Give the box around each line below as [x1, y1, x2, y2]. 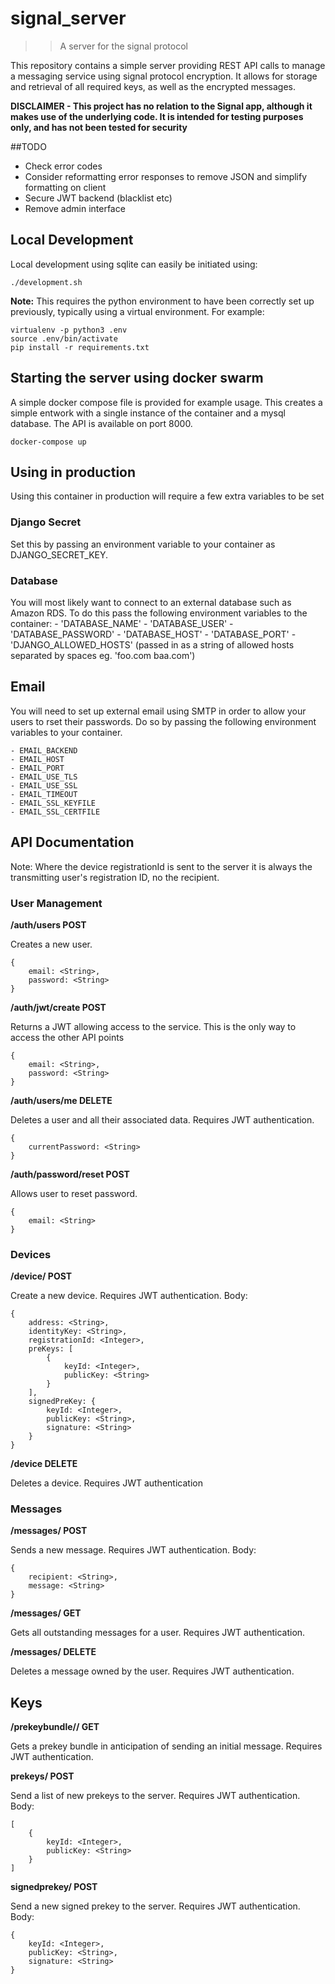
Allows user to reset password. [10, 1187, 138, 1199]
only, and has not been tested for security [10, 121, 188, 133]
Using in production [10, 463, 137, 481]
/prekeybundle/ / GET [10, 1721, 100, 1733]
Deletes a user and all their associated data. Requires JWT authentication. [10, 1113, 315, 1126]
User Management [10, 896, 103, 910]
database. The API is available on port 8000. [10, 417, 193, 429]
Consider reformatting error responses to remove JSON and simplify [24, 170, 308, 182]
